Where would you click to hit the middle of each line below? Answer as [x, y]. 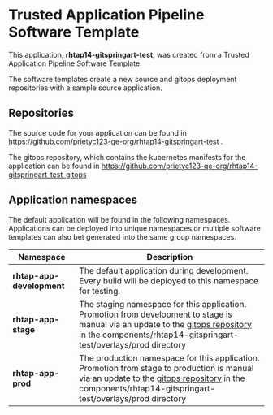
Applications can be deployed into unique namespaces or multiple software [135, 228]
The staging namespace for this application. [163, 304]
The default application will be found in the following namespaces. [119, 219]
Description [170, 257]
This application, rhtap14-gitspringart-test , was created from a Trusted [129, 54]
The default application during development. [164, 270]
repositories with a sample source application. [85, 88]
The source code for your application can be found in [97, 132]
